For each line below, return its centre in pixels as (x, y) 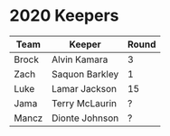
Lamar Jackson (84, 88)
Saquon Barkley (85, 74)
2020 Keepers (64, 16)
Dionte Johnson (85, 118)
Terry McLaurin (84, 103)
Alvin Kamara (80, 59)
